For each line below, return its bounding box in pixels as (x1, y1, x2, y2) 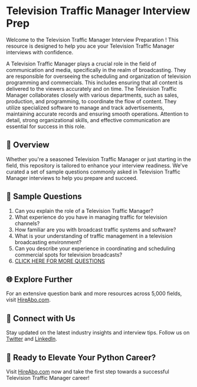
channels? (14, 219, 40, 227)
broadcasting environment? (14, 238, 82, 245)
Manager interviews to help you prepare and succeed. (6, 174, 138, 181)
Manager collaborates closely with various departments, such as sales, (6, 91, 179, 99)
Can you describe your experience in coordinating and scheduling (14, 245, 176, 252)
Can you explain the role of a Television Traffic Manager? (14, 207, 153, 214)
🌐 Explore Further (6, 274, 73, 284)
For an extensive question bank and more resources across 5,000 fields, (6, 290, 182, 297)
